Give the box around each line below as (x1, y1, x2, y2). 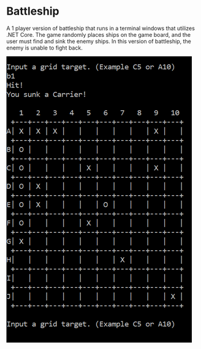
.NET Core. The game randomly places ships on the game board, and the (6, 31, 191, 38)
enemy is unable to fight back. (6, 44, 83, 51)
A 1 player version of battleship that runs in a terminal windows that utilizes (6, 24, 195, 32)
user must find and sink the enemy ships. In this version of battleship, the (6, 37, 191, 45)
